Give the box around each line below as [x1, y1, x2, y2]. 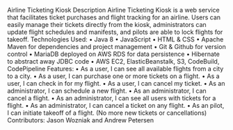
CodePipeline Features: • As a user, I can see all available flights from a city [7, 65, 224, 73]
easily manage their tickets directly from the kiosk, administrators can [7, 21, 207, 28]
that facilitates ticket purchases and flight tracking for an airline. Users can [7, 13, 221, 21]
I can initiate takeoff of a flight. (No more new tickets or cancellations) [7, 109, 207, 117]
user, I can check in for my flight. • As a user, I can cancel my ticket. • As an [7, 80, 225, 87]
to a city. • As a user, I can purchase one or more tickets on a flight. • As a [7, 72, 220, 80]
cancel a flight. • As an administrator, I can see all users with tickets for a [7, 94, 216, 102]
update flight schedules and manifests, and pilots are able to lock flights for [7, 28, 223, 36]
